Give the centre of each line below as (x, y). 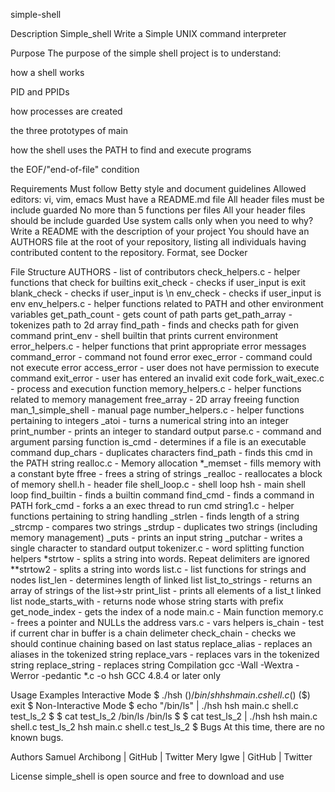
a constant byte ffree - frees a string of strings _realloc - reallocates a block (166, 473)
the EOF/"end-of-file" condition (75, 169)
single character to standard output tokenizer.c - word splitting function (157, 548)
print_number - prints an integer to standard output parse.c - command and (166, 431)
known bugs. (37, 737)
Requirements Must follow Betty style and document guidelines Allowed (158, 188)
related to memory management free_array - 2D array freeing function (155, 399)
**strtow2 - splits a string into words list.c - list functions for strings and (158, 569)
